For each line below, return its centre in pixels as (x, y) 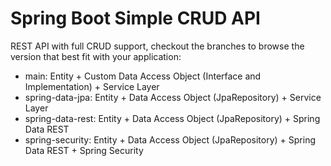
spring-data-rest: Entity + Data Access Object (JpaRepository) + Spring (172, 118)
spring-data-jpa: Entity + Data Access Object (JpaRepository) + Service (173, 97)
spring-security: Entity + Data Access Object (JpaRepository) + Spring (170, 139)
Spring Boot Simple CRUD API (135, 18)
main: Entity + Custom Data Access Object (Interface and (143, 76)
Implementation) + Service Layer (92, 86)
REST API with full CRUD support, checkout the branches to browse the (157, 46)
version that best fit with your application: (96, 56)
